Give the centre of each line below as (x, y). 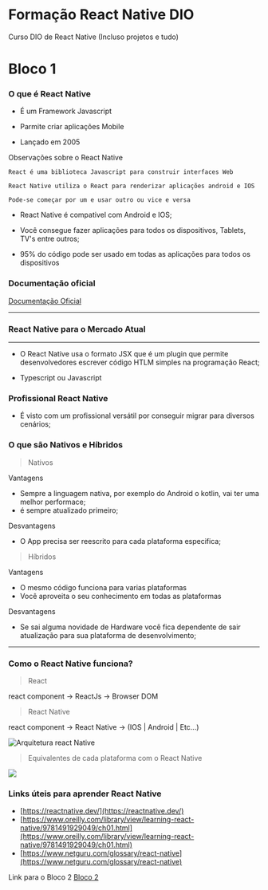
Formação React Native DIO (101, 15)
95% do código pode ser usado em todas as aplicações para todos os (135, 254)
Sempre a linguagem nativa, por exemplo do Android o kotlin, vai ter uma (139, 493)
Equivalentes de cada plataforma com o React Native (115, 758)
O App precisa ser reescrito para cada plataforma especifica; (120, 541)
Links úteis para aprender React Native (85, 794)
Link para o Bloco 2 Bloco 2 (53, 877)
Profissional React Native (58, 398)
